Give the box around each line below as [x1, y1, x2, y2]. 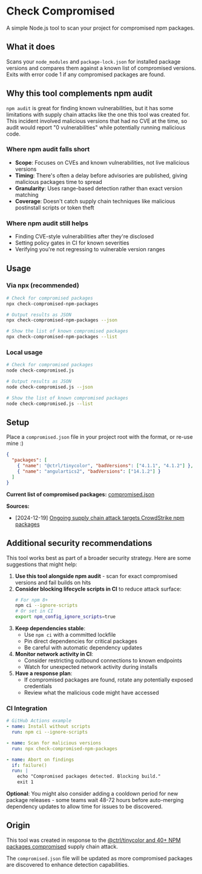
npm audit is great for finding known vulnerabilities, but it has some [6, 104, 174, 111]
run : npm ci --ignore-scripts [11, 729, 88, 735]
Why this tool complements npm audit [6, 88, 153, 99]
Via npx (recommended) [6, 281, 80, 290]
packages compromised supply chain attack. [6, 843, 119, 850]
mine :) [6, 440, 24, 447]
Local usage [6, 348, 43, 356]
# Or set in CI [15, 608, 54, 614]
